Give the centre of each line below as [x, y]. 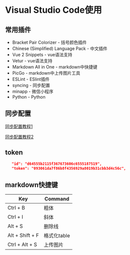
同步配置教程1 [19, 126]
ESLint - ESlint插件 [31, 79]
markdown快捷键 [31, 185]
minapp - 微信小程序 [33, 91]
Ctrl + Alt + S [22, 245]
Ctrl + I [15, 217]
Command [57, 199]
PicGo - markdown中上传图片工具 [46, 73]
